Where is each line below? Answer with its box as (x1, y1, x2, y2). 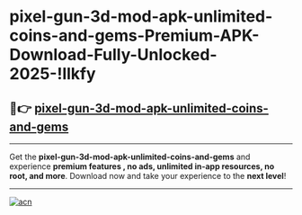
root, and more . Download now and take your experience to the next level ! (9, 171, 287, 181)
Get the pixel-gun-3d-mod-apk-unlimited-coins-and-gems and (9, 151, 251, 162)
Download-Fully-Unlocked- (9, 45, 218, 65)
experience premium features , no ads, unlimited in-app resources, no (9, 161, 275, 172)
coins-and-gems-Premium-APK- (9, 25, 260, 46)
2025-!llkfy (9, 64, 96, 85)
